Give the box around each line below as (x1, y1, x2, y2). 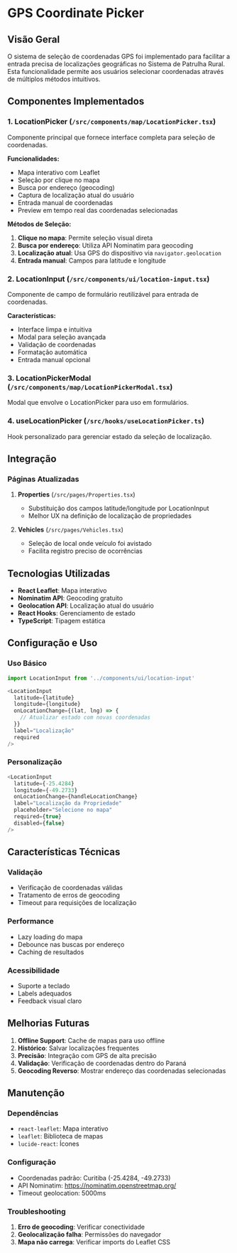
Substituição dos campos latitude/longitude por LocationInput (28, 504, 209, 513)
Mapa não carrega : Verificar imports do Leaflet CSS (17, 1238, 171, 1247)
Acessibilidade (7, 966, 60, 976)
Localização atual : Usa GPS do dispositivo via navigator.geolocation (17, 248, 222, 257)
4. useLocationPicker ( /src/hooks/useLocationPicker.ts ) (7, 416, 204, 426)
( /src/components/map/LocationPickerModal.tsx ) (7, 382, 173, 392)
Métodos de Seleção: (7, 219, 72, 228)
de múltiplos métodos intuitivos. (7, 75, 101, 83)
